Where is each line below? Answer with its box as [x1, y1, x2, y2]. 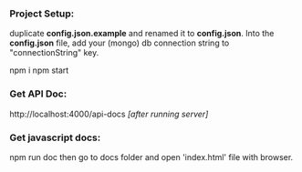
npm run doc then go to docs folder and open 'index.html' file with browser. [9, 151, 294, 162]
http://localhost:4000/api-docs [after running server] [9, 108, 209, 119]
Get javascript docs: [9, 131, 101, 144]
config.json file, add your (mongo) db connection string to [9, 37, 230, 48]
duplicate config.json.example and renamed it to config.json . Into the [9, 28, 275, 39]
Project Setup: [9, 7, 75, 20]
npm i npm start [9, 65, 69, 76]
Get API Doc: [9, 87, 68, 100]
